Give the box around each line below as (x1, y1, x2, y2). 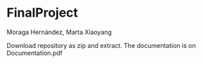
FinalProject (6, 5, 79, 21)
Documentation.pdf (6, 49, 63, 57)
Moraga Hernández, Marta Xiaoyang (6, 28, 112, 36)
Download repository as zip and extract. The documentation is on (6, 41, 196, 49)
